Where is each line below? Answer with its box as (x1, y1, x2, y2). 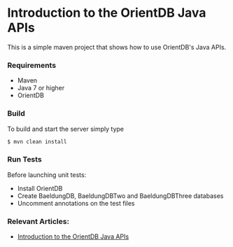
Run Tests (7, 155, 42, 164)
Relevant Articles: (7, 216, 70, 226)
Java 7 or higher (17, 84, 65, 92)
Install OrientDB (17, 184, 63, 192)
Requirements (7, 60, 57, 70)
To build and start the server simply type (7, 125, 125, 133)
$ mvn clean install (7, 138, 68, 145)
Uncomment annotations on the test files (17, 199, 135, 207)
